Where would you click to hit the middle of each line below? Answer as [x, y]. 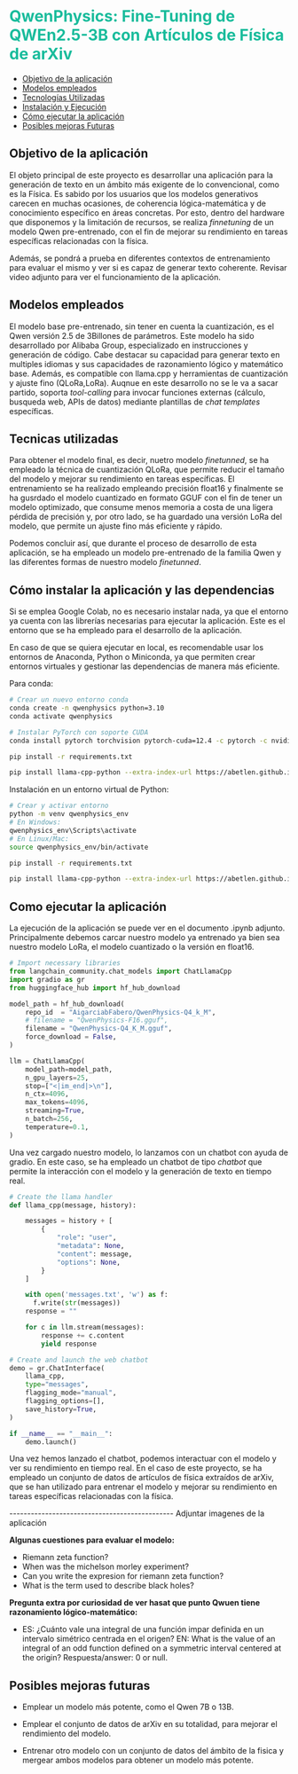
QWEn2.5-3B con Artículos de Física [147, 35]
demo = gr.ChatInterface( [57, 1368]
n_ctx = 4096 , [47, 1094]
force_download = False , [71, 1037]
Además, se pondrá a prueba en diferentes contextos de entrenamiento [140, 258]
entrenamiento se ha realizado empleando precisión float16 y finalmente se [146, 489]
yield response [69, 1344]
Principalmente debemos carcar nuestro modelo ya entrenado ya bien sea [145, 938]
